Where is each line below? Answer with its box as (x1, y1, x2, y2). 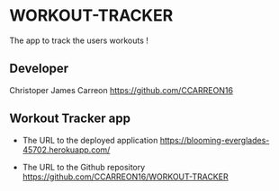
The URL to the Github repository (22, 161, 146, 172)
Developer (9, 61, 69, 76)
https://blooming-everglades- (159, 135, 270, 145)
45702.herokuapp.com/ (22, 144, 111, 155)
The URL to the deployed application (22, 135, 158, 145)
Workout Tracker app (9, 111, 130, 126)
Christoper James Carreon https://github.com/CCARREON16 (9, 84, 234, 95)
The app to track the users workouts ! (9, 35, 148, 46)
